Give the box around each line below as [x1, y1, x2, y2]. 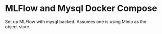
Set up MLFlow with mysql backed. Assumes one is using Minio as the [5, 19, 147, 24]
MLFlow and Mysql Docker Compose [5, 3, 158, 14]
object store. [5, 23, 31, 29]
